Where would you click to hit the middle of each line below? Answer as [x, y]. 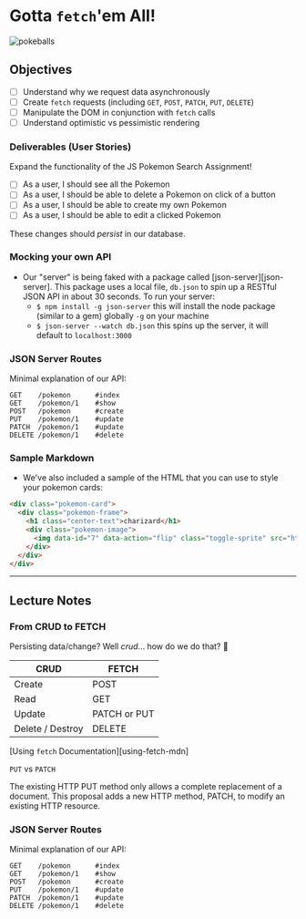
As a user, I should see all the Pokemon [96, 184]
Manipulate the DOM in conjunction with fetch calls [119, 112]
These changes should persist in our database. [97, 233]
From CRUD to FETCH [58, 626]
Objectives [41, 70]
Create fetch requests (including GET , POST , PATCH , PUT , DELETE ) [138, 102]
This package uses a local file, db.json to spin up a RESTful [166, 286]
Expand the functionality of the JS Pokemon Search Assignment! [131, 167]
